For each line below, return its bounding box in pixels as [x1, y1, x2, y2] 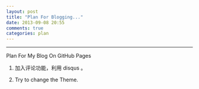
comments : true [6, 25, 44, 31]
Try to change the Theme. [14, 76, 79, 83]
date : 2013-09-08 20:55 [6, 19, 65, 25]
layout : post [6, 8, 38, 15]
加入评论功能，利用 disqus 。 [14, 64, 86, 71]
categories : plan [6, 31, 49, 37]
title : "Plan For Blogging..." [6, 14, 84, 20]
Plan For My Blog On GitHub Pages [6, 52, 92, 60]
